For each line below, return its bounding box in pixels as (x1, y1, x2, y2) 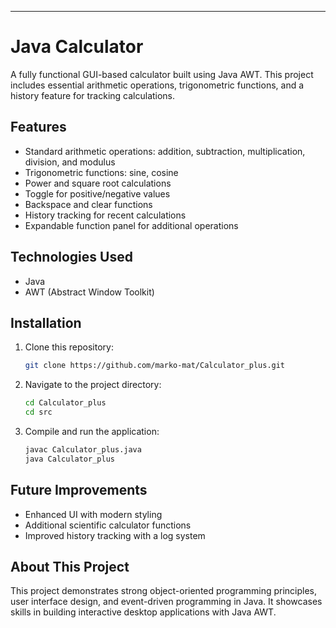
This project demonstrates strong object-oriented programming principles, (10, 585, 318, 597)
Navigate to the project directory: (24, 379, 162, 391)
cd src (24, 407, 53, 418)
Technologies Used (10, 249, 133, 266)
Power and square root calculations (24, 177, 172, 189)
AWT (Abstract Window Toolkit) (24, 286, 155, 298)
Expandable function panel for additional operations (24, 219, 239, 231)
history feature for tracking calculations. (10, 89, 176, 101)
